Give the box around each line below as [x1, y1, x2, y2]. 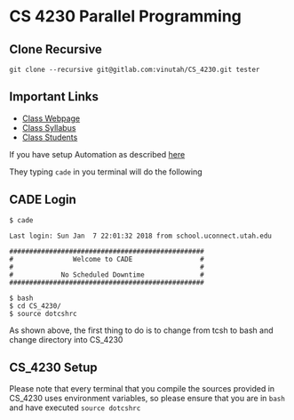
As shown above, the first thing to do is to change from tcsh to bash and [9, 325, 274, 335]
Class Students [21, 132, 78, 142]
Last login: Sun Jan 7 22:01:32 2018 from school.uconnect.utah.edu [9, 231, 273, 240]
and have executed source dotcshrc [9, 402, 141, 413]
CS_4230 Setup [9, 360, 98, 376]
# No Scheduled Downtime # [9, 270, 204, 279]
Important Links [9, 89, 99, 104]
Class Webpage [21, 113, 81, 124]
